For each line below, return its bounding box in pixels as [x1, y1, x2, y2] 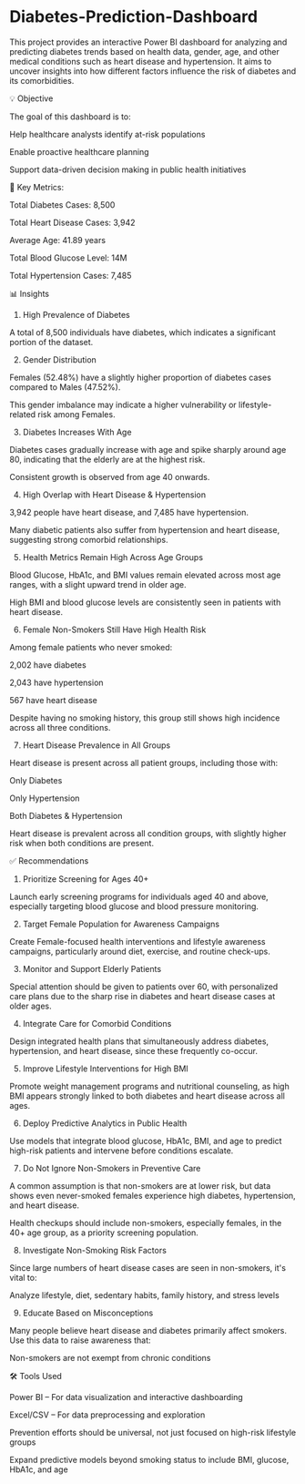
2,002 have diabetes [9, 659, 86, 670]
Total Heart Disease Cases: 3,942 [9, 217, 136, 228]
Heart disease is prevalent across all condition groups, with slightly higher [9, 827, 287, 839]
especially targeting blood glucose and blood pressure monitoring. [9, 900, 259, 912]
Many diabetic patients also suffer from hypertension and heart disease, [9, 524, 280, 535]
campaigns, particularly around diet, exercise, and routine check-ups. [9, 946, 270, 957]
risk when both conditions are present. [9, 837, 155, 848]
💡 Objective [9, 93, 54, 104]
